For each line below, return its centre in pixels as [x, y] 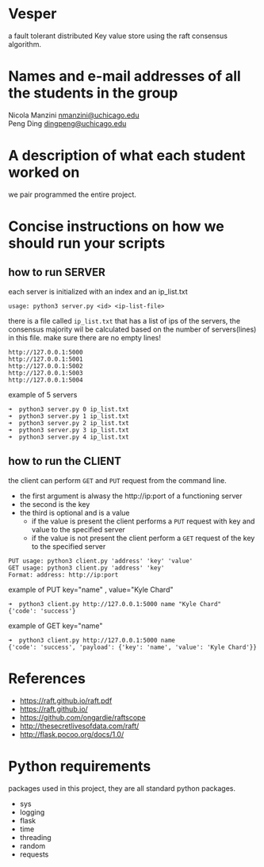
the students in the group [93, 93]
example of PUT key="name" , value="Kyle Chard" [91, 589]
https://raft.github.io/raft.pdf [66, 700]
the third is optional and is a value [75, 512]
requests [34, 854]
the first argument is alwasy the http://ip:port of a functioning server [131, 496]
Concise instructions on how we [116, 226]
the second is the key [55, 504]
